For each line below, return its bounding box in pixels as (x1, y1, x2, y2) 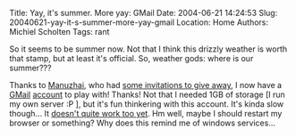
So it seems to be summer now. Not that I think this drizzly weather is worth (9, 44, 288, 54)
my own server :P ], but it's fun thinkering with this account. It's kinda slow (9, 99, 284, 109)
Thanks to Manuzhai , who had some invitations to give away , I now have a (9, 80, 283, 90)
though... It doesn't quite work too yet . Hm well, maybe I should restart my (9, 109, 283, 118)
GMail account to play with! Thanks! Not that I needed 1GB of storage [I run (9, 89, 286, 100)
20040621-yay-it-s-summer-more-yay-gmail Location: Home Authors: (9, 17, 269, 28)
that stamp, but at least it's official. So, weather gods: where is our (9, 53, 254, 63)
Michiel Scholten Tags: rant (9, 27, 110, 36)
